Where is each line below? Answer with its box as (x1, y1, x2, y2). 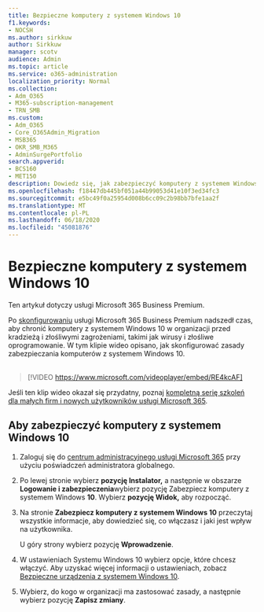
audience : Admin (8, 56, 61, 64)
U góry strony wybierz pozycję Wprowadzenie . (19, 540, 174, 549)
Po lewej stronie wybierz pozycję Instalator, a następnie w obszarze (19, 475, 242, 485)
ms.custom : (8, 114, 44, 122)
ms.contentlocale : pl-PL (8, 209, 90, 217)
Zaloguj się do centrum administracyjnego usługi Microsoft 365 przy (19, 452, 241, 461)
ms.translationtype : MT (8, 201, 86, 209)
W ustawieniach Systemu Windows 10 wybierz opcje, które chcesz (19, 555, 236, 564)
